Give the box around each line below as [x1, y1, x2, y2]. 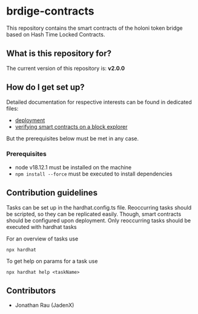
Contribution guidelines [6, 188, 98, 198]
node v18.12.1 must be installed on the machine [15, 163, 132, 171]
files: [6, 104, 19, 112]
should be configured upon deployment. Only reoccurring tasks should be [6, 217, 191, 224]
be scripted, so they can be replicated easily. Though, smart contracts [6, 210, 182, 217]
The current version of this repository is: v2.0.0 [6, 64, 125, 72]
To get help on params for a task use [6, 257, 98, 265]
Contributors [6, 285, 56, 296]
